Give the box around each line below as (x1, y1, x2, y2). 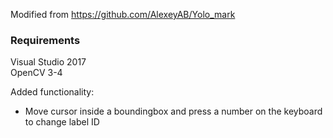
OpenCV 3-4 (10, 67, 63, 79)
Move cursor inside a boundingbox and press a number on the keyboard (24, 105, 323, 118)
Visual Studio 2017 (10, 56, 87, 68)
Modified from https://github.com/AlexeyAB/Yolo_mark (10, 9, 236, 20)
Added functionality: (10, 86, 95, 98)
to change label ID (24, 116, 100, 128)
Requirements (10, 33, 81, 47)
